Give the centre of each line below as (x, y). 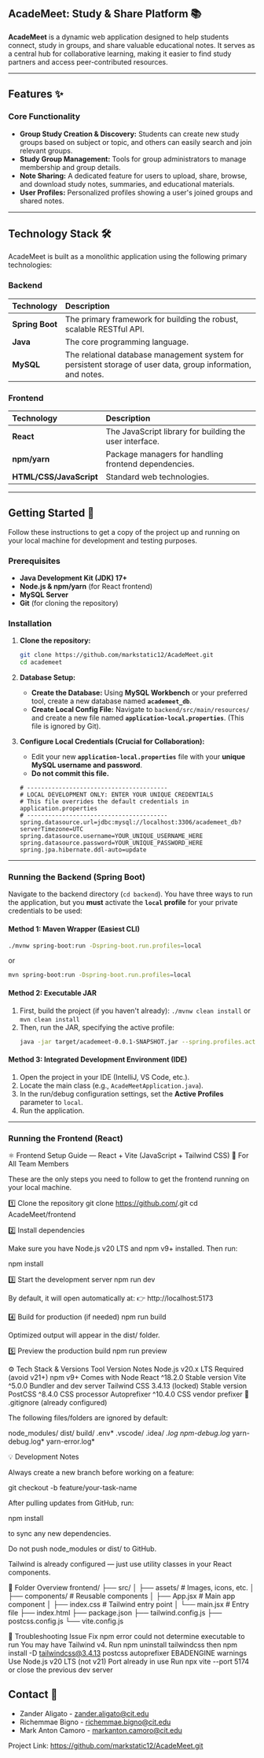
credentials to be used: (45, 911)
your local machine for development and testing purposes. (103, 540)
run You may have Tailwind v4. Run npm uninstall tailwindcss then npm (123, 1645)
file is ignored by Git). (66, 726)
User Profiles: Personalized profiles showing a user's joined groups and (136, 192)
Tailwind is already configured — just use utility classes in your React (120, 1563)
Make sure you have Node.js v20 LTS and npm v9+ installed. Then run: (123, 1248)
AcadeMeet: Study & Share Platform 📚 (105, 14)
